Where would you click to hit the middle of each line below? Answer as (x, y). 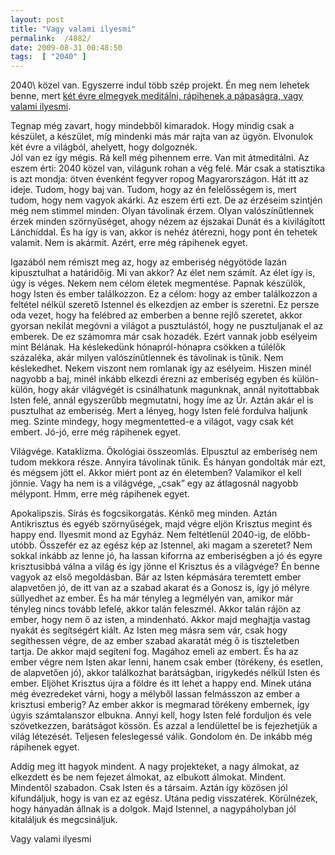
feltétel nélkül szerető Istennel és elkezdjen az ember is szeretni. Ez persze (165, 305)
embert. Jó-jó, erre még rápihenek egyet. (96, 432)
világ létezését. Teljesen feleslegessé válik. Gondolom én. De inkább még (161, 737)
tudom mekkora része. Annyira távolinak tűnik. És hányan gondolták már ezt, (168, 462)
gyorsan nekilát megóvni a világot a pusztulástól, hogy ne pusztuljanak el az (167, 326)
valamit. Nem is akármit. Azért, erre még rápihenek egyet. (129, 243)
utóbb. (24, 545)
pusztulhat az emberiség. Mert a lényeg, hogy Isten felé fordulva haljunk (159, 411)
